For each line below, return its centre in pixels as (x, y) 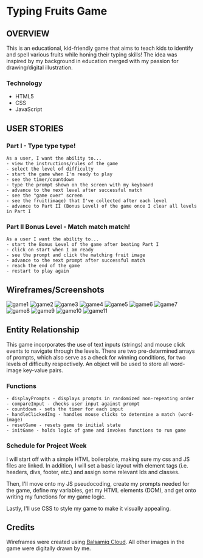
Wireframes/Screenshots (55, 290)
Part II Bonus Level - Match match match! (68, 226)
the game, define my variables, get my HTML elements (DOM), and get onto (101, 490)
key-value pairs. (43, 370)
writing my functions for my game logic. (56, 497)
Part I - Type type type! (41, 146)
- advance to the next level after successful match (74, 190)
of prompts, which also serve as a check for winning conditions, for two (96, 357)
